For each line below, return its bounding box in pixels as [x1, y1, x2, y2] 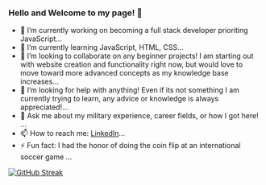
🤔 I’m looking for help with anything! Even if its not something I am [19, 85, 240, 95]
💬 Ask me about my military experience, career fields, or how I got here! [19, 111, 260, 121]
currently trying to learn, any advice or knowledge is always [19, 94, 219, 104]
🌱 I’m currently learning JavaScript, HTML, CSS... [19, 43, 184, 52]
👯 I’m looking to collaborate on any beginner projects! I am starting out [19, 51, 254, 61]
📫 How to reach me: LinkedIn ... [19, 129, 126, 138]
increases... [19, 76, 59, 87]
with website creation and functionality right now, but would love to [19, 60, 243, 69]
